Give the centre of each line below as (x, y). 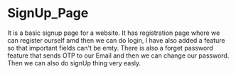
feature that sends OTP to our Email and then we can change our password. (118, 55)
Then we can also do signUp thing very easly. (74, 63)
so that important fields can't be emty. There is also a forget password (110, 48)
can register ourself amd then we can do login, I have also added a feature (116, 40)
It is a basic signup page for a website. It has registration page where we (114, 33)
